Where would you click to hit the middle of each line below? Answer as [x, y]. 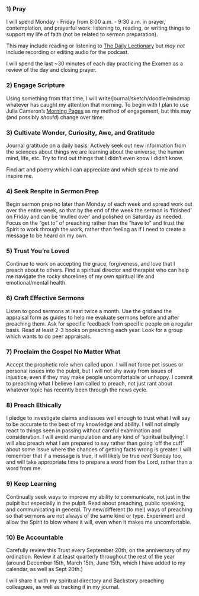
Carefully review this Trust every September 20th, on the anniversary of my [98, 550]
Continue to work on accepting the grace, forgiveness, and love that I [91, 264]
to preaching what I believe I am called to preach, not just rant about [89, 384]
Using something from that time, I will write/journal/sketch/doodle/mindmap [98, 98]
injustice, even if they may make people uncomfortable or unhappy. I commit [99, 377]
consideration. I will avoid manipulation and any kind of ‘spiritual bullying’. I [97, 437]
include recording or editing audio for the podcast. [68, 52]
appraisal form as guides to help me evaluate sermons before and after [93, 317]
